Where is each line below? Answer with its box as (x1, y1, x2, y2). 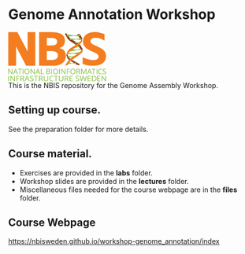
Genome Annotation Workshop (8, 6, 216, 24)
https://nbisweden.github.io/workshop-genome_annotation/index (8, 237, 220, 246)
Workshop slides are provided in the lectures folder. (19, 176, 189, 186)
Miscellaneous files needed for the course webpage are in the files (19, 185, 238, 194)
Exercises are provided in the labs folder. (19, 167, 154, 178)
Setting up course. (8, 104, 101, 117)
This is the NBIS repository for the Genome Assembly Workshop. (8, 80, 219, 90)
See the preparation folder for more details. (8, 124, 149, 134)
